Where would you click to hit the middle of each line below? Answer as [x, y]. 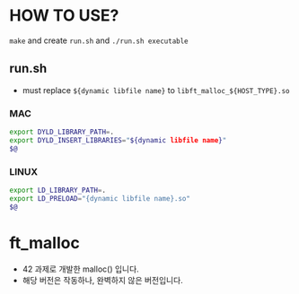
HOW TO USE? [64, 16]
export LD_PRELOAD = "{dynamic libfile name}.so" [100, 198]
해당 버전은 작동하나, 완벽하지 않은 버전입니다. [103, 280]
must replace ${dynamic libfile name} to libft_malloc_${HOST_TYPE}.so [156, 90]
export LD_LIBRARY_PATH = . [57, 190]
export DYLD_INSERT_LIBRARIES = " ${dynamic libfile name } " [118, 140]
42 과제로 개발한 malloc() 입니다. [80, 269]
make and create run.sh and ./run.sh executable [99, 40]
